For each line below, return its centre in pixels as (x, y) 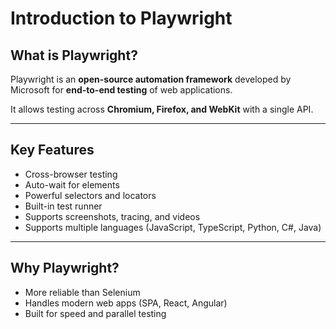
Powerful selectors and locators (90, 195)
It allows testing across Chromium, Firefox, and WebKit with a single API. (162, 109)
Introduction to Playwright (121, 18)
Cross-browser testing (71, 174)
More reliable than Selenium (82, 292)
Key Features (52, 150)
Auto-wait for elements (72, 184)
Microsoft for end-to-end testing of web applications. (121, 90)
